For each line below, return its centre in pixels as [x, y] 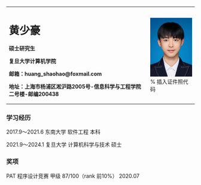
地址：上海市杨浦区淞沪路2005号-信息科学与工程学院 [75, 86]
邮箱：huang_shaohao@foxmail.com [55, 74]
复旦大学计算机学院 [32, 61]
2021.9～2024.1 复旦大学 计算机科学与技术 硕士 [64, 145]
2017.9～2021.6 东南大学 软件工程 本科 [53, 132]
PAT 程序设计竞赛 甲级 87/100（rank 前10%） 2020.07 [73, 176]
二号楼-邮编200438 [34, 94]
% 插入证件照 [167, 81]
